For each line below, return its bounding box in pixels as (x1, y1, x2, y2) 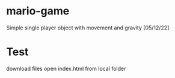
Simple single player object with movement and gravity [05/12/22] (6, 24, 170, 31)
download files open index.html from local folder (6, 65, 126, 72)
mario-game (6, 4, 70, 18)
